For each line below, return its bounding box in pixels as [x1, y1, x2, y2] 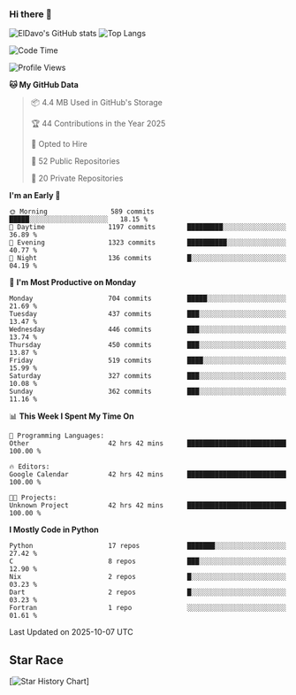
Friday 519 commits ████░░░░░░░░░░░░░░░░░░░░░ [9, 356, 287, 366]
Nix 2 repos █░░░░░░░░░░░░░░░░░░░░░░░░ [9, 573, 287, 582]
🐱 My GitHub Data [9, 80, 80, 90]
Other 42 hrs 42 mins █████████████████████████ [9, 439, 287, 448]
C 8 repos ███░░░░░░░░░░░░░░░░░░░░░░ [9, 557, 287, 566]
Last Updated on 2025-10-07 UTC [9, 627, 134, 637]
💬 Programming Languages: [9, 431, 104, 441]
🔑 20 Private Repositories [30, 173, 124, 184]
